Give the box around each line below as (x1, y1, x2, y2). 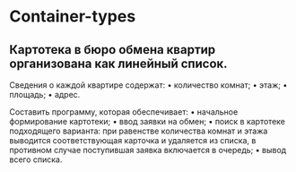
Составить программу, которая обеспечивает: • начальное (9, 107, 239, 117)
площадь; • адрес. (9, 90, 81, 99)
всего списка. (9, 154, 63, 165)
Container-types (9, 6, 136, 27)
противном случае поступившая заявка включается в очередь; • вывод (9, 145, 287, 155)
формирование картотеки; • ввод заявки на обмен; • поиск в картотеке (9, 116, 285, 126)
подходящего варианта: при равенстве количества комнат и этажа (9, 125, 268, 136)
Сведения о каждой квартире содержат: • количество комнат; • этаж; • (9, 80, 288, 90)
